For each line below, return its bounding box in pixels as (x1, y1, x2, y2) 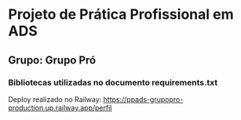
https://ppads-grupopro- (103, 94, 184, 104)
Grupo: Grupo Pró (8, 53, 97, 67)
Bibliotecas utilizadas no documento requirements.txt (8, 77, 218, 88)
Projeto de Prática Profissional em (8, 5, 234, 24)
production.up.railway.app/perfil (8, 103, 112, 112)
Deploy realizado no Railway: (8, 94, 102, 104)
